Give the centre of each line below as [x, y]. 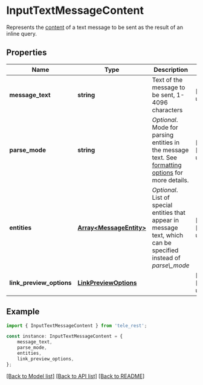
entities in [166, 142]
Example [23, 312]
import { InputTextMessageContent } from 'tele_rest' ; [77, 326]
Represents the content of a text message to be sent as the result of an [95, 27]
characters [167, 110]
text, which [167, 235]
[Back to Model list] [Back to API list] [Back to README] [76, 376]
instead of [166, 258]
